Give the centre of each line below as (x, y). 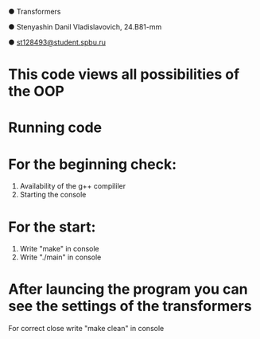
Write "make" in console (59, 249)
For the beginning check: (93, 164)
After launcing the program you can (128, 289)
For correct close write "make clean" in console (86, 329)
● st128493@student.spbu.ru (57, 42)
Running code (55, 128)
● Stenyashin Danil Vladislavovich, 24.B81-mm (85, 27)
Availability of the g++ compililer (72, 186)
